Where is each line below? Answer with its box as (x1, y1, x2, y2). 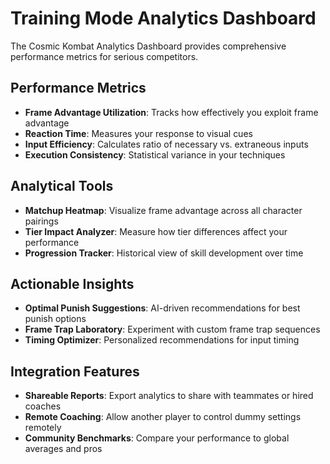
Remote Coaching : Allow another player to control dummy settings (24, 411, 302, 423)
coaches (24, 400, 62, 412)
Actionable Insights (10, 275, 135, 292)
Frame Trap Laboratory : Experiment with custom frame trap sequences (24, 323, 321, 336)
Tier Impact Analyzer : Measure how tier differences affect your (24, 225, 288, 237)
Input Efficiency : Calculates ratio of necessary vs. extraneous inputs (24, 138, 309, 150)
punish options (24, 313, 87, 325)
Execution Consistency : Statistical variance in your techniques (24, 148, 286, 161)
